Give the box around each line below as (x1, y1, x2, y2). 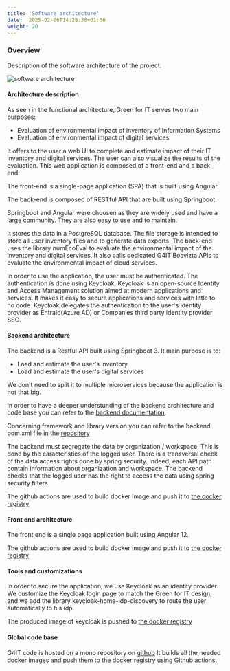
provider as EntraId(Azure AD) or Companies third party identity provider (7, 308, 213, 316)
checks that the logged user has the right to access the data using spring (7, 472, 214, 480)
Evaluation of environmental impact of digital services (16, 133, 170, 142)
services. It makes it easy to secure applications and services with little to (7, 294, 216, 302)
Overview (7, 45, 41, 55)
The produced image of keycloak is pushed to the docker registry (7, 617, 192, 626)
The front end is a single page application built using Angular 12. (7, 531, 189, 539)
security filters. (7, 479, 50, 487)
